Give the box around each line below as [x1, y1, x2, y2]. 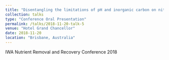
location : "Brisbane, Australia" [5, 35, 75, 40]
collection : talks [5, 12, 44, 17]
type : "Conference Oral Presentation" [5, 16, 87, 21]
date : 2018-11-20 [5, 30, 42, 35]
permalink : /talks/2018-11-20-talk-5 [5, 21, 84, 26]
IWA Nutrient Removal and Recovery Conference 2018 [5, 48, 117, 55]
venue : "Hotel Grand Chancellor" [5, 26, 75, 31]
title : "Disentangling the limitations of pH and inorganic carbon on [5, 7, 156, 12]
